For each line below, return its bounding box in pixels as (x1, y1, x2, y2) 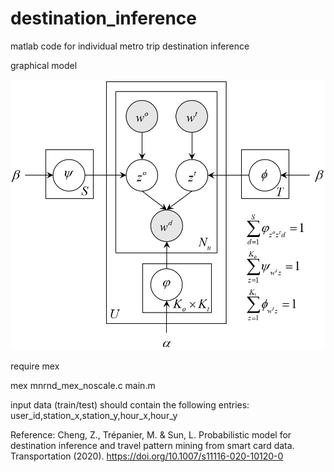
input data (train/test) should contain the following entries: (10, 399, 250, 411)
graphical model (10, 59, 78, 71)
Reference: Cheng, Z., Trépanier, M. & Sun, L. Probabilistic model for (10, 429, 292, 441)
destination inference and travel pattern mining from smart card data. (10, 440, 295, 452)
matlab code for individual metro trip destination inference (10, 40, 250, 52)
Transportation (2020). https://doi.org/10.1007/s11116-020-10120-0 (10, 450, 284, 462)
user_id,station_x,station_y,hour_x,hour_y (10, 410, 178, 422)
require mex (10, 360, 60, 372)
